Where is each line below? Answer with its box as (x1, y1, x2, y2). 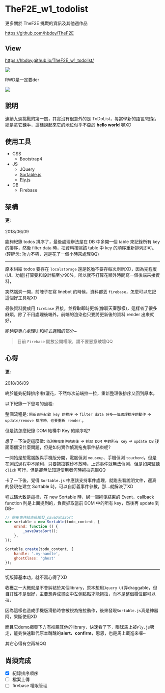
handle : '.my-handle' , (14, 551, 60, 556)
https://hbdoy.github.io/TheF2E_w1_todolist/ (5, 57, 94, 63)
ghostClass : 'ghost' (14, 556, 56, 560)
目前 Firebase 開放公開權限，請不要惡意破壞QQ (17, 338, 113, 344)
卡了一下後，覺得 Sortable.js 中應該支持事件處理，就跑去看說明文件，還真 (5, 477, 157, 483)
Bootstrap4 (19, 156, 43, 162)
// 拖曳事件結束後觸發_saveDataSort (5, 515, 74, 520)
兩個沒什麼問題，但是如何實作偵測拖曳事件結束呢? (9, 444, 111, 450)
